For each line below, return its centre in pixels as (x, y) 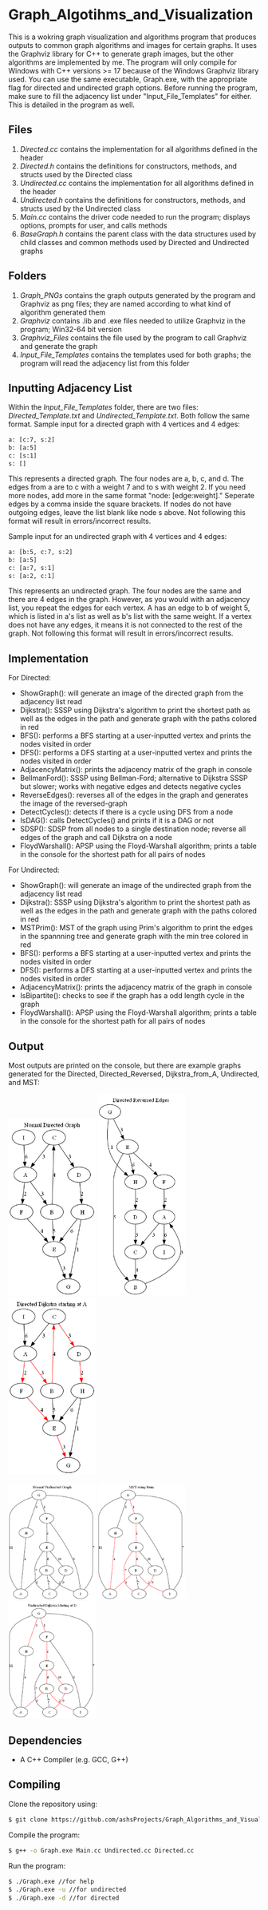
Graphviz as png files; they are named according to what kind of (125, 303)
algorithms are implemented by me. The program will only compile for (122, 62)
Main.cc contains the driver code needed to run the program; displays (135, 216)
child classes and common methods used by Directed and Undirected (134, 242)
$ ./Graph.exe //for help (51, 1881)
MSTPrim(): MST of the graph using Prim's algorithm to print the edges (136, 928)
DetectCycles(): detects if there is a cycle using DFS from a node (126, 812)
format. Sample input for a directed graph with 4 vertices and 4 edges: (124, 424)
